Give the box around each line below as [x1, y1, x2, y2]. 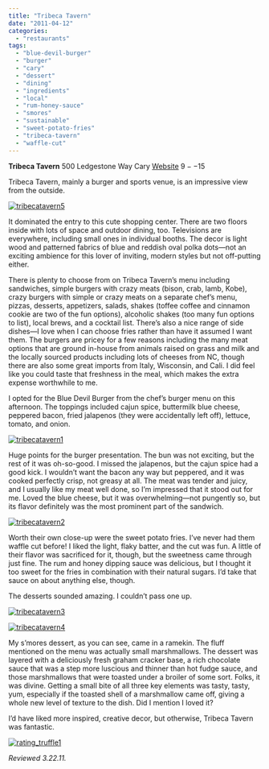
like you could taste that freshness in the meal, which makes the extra [8, 369, 239, 378]
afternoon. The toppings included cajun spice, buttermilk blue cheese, [8, 402, 241, 411]
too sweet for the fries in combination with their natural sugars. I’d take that [8, 567, 257, 577]
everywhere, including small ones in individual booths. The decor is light [8, 234, 247, 243]
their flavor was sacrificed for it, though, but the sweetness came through [8, 549, 252, 560]
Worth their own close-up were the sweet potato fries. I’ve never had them [8, 532, 255, 542]
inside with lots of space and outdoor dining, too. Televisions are [8, 225, 222, 234]
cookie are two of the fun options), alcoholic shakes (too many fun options [8, 309, 255, 319]
